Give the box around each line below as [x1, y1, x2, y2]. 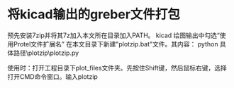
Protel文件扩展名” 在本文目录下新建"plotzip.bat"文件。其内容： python [13, 39, 218, 48]
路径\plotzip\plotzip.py [13, 49, 79, 57]
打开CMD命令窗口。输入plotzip [7, 72, 98, 81]
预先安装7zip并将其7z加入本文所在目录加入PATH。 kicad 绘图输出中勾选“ [7, 31, 220, 39]
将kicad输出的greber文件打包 [7, 6, 181, 23]
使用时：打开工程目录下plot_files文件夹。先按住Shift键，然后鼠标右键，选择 [7, 63, 227, 72]
